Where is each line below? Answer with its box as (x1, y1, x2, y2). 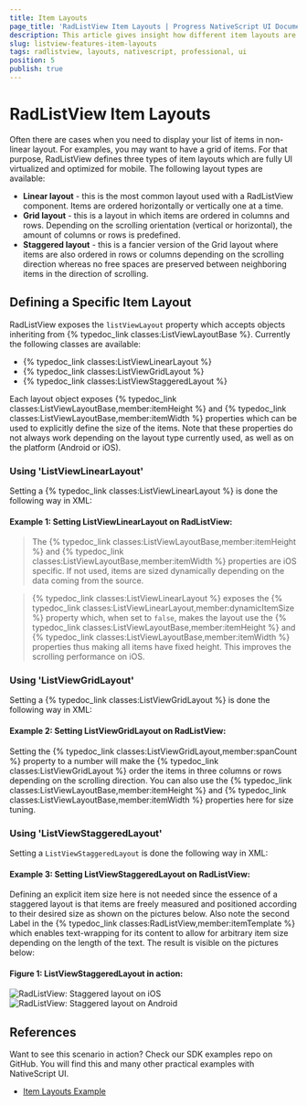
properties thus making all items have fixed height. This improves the (31, 642, 292, 653)
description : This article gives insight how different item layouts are (9, 30, 297, 39)
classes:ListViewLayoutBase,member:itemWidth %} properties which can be (9, 412, 297, 423)
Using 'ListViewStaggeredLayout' (9, 826, 163, 839)
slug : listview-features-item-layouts (9, 38, 157, 48)
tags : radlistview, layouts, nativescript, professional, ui (9, 48, 248, 57)
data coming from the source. (31, 575, 144, 586)
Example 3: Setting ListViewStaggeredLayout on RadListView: (9, 868, 251, 879)
